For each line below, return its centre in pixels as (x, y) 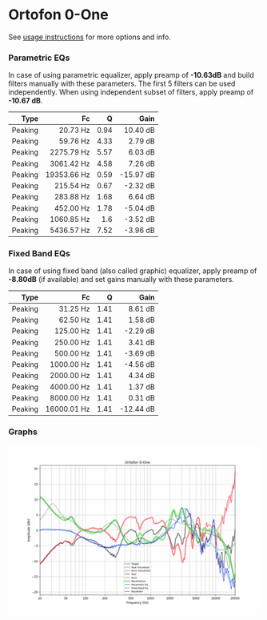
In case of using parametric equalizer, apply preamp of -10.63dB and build (131, 75)
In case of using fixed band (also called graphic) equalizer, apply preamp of (133, 271)
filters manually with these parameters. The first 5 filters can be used (122, 84)
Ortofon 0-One (59, 15)
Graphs (23, 432)
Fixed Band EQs (39, 253)
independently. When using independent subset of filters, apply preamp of (131, 92)
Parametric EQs (39, 58)
